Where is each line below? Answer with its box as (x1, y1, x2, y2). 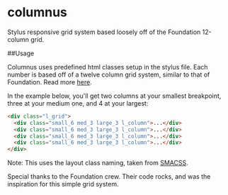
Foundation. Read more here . (7, 77, 92, 86)
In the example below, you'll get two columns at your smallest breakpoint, (7, 91, 222, 100)
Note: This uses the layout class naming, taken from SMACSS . (7, 159, 189, 167)
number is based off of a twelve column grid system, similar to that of (7, 70, 210, 79)
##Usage (7, 49, 35, 57)
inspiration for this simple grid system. (7, 180, 119, 189)
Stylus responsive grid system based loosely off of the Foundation (7, 28, 201, 36)
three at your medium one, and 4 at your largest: (7, 99, 149, 107)
